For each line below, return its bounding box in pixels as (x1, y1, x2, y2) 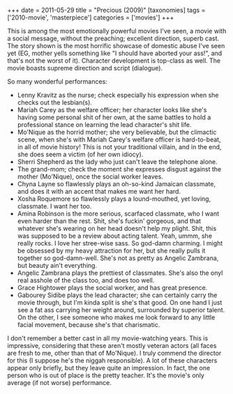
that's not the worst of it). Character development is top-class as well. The (7, 56, 221, 65)
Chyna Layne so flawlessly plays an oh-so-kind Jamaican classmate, (17, 180, 216, 188)
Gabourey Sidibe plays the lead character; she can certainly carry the (17, 291, 218, 299)
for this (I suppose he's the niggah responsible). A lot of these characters (7, 356, 218, 365)
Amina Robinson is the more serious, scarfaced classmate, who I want (17, 209, 220, 218)
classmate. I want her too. (17, 202, 92, 210)
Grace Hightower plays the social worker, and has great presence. (17, 284, 208, 291)
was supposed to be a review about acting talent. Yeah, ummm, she (17, 232, 213, 240)
